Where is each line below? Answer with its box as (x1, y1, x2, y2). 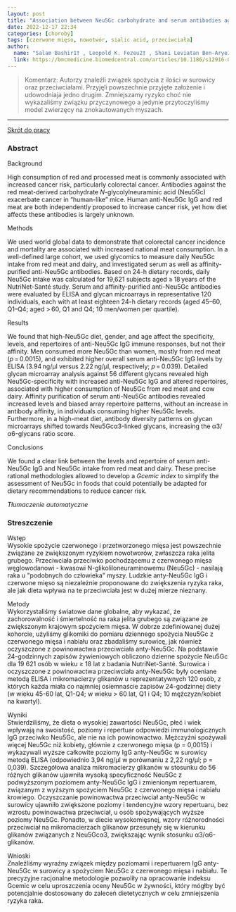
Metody (7, 600, 30, 608)
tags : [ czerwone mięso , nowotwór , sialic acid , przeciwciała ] (7, 37, 193, 44)
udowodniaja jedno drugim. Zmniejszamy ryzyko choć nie (24, 90, 192, 99)
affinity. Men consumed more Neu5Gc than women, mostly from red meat (7, 347, 221, 356)
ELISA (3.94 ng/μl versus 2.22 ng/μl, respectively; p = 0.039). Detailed (7, 362, 209, 370)
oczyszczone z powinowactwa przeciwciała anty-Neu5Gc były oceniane (7, 667, 217, 676)
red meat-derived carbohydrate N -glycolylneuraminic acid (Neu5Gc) (7, 188, 206, 196)
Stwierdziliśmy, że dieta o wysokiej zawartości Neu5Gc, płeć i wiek (7, 718, 202, 727)
